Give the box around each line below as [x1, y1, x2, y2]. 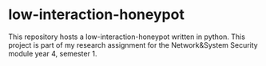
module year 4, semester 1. [8, 49, 97, 58]
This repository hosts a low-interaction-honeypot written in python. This [8, 32, 246, 41]
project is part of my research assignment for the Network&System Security [8, 40, 258, 49]
